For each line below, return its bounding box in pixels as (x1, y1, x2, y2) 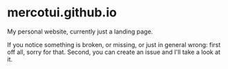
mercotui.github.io (7, 5, 117, 20)
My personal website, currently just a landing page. (7, 27, 153, 36)
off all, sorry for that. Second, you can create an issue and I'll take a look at (7, 48, 221, 56)
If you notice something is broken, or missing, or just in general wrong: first (7, 40, 221, 49)
